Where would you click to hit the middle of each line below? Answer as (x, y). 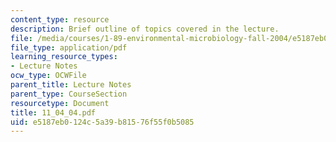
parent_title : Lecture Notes (71, 85)
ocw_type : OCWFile (48, 76)
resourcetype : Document (60, 103)
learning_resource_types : (64, 57)
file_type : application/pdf (69, 47)
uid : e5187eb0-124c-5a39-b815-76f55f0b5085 (102, 122)
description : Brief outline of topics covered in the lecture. (145, 29)
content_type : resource (60, 19)
